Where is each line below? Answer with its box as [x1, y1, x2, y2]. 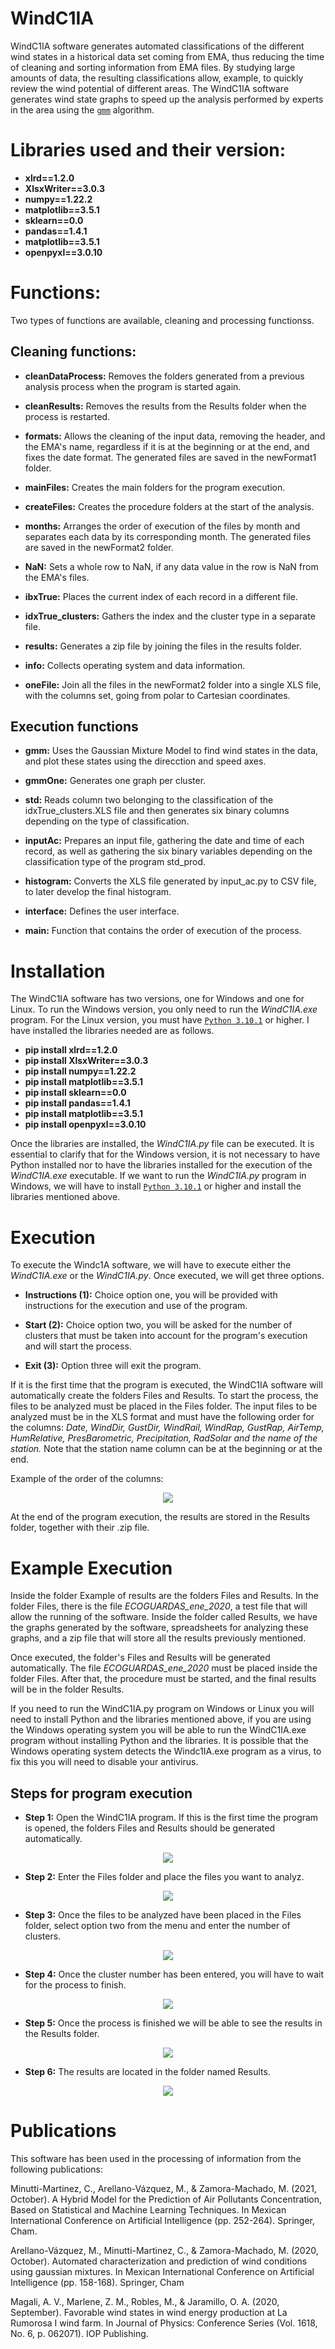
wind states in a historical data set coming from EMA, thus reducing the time [10, 50, 325, 62]
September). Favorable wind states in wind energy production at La [10, 2307, 288, 2318]
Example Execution [10, 1557, 173, 1579]
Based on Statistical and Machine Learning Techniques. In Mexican [10, 2204, 287, 2216]
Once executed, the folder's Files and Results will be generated [10, 1652, 271, 1664]
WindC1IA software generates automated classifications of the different [10, 40, 305, 52]
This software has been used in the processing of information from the [10, 2153, 302, 2164]
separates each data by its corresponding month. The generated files [24, 530, 312, 542]
